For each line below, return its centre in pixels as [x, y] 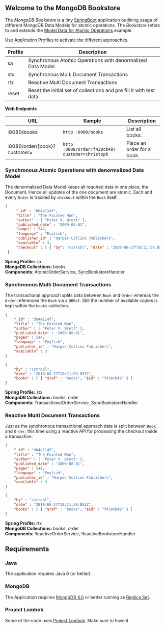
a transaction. [19, 437]
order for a [139, 149]
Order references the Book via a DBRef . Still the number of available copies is [82, 300]
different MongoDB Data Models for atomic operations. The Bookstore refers [82, 25]
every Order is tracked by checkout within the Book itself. [61, 197]
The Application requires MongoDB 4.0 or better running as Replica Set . [78, 597]
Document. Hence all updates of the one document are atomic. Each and [79, 192]
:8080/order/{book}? [31, 146]
